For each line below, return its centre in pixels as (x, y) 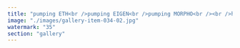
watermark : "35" (31, 27)
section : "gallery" (36, 34)
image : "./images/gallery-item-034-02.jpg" (73, 20)
